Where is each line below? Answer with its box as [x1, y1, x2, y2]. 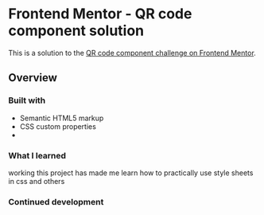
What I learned [8, 150, 66, 161]
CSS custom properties [19, 121, 97, 131]
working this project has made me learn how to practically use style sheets [8, 168, 254, 178]
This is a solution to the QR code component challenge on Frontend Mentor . [8, 48, 256, 57]
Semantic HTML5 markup [19, 113, 104, 123]
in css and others [8, 176, 65, 186]
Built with [8, 95, 46, 106]
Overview [8, 71, 58, 84]
